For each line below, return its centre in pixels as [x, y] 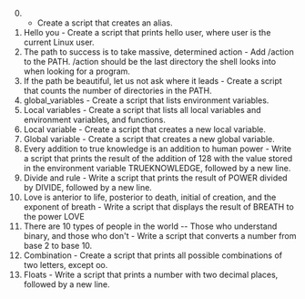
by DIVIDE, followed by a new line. [88, 187]
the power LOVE [54, 217]
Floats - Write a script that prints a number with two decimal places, [151, 274]
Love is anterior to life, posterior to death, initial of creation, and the [150, 197]
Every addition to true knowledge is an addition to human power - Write [158, 149]
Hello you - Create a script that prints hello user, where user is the [147, 32]
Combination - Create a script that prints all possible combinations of [153, 255]
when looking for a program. [77, 71]
